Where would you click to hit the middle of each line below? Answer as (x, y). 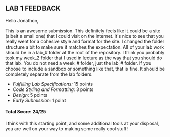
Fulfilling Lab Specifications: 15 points (53, 84)
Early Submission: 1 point (39, 100)
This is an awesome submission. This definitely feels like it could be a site (83, 31)
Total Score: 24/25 (26, 112)
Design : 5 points (30, 95)
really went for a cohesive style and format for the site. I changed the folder (85, 41)
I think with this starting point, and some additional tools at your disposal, (82, 123)
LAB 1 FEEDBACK (33, 8)
